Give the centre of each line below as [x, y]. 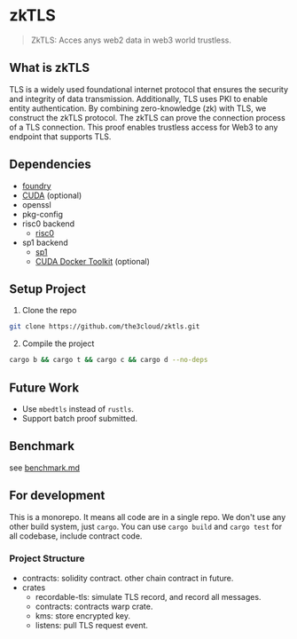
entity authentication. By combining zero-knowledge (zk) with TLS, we [138, 108]
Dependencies [50, 165]
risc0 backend [48, 224]
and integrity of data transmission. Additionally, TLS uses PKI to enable [139, 99]
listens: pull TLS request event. [92, 625]
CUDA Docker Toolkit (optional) [93, 261]
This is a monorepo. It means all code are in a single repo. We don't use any [148, 517]
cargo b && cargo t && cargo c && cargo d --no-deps [109, 360]
